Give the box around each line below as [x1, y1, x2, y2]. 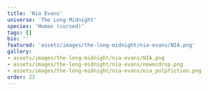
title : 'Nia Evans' [7, 10, 63, 17]
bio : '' [7, 36, 30, 42]
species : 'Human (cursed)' [7, 23, 85, 29]
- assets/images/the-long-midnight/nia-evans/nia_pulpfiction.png [7, 67, 202, 74]
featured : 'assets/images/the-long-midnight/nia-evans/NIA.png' [7, 42, 196, 49]
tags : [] [7, 29, 32, 36]
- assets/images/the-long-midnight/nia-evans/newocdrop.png [7, 61, 184, 68]
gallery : [7, 49, 32, 55]
